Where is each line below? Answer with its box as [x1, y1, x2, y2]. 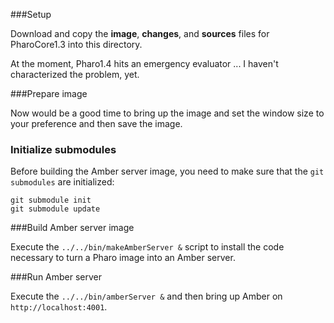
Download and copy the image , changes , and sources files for [10, 28, 270, 39]
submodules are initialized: [10, 176, 115, 188]
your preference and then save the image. [10, 118, 183, 129]
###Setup [10, 9, 52, 20]
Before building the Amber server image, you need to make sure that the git [10, 165, 325, 178]
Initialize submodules [10, 142, 117, 156]
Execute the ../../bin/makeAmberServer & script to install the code [10, 241, 285, 253]
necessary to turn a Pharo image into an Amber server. [10, 252, 236, 264]
